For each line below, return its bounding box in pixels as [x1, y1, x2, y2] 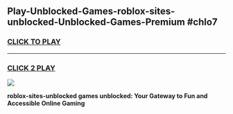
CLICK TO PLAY [7, 37, 61, 47]
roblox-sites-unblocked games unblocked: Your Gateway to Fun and [7, 91, 208, 99]
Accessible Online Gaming [7, 99, 85, 107]
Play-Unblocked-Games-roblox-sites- [7, 6, 175, 17]
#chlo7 [187, 17, 218, 28]
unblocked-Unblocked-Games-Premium [7, 17, 185, 28]
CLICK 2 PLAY [7, 63, 55, 73]
